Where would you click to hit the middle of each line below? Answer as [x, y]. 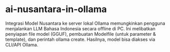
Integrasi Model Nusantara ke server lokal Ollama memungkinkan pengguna [85, 23]
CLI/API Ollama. [22, 44]
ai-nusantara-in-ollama [56, 9]
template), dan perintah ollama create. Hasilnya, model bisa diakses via [80, 39]
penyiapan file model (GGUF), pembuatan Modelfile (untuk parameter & [81, 34]
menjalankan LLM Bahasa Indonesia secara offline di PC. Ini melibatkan [80, 28]
